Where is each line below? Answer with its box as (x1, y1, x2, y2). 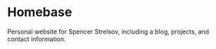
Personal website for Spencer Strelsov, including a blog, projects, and (7, 27, 210, 36)
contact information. (7, 34, 66, 43)
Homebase (7, 4, 72, 20)
